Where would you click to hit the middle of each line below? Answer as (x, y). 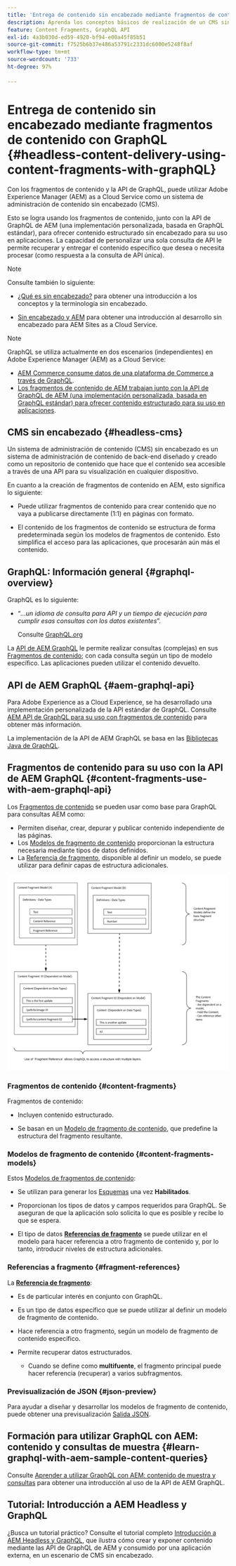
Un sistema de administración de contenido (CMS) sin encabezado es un (113, 449)
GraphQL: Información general (76, 572)
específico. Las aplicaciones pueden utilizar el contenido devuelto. (104, 663)
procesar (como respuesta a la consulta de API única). (86, 255)
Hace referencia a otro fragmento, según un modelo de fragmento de (118, 1331)
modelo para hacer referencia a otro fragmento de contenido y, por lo (118, 1242)
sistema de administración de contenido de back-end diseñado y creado (112, 456)
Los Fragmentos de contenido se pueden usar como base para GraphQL (112, 807)
